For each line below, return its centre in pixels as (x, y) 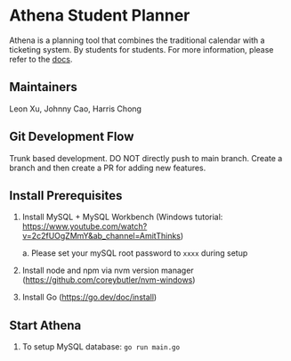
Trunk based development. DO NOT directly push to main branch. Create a (146, 158)
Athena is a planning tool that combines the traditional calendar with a (137, 40)
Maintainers (44, 87)
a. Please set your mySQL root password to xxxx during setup (135, 253)
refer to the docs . (41, 59)
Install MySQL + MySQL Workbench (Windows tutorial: (122, 217)
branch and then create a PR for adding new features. (108, 168)
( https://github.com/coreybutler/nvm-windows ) (109, 280)
